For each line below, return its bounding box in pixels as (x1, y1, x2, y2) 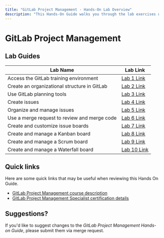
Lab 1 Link (121, 75, 145, 81)
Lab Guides (5, 52, 41, 60)
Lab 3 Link (121, 91, 145, 98)
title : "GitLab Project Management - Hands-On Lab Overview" (5, 7, 132, 12)
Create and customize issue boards (7, 122, 89, 129)
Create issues (7, 99, 39, 105)
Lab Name (50, 66, 74, 73)
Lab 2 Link (121, 82, 145, 89)
